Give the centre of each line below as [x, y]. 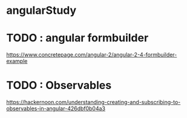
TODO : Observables [59, 85]
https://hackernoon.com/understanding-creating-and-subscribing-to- [93, 102]
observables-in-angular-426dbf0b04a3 [56, 108]
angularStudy [41, 11]
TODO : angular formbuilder [77, 38]
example [17, 61]
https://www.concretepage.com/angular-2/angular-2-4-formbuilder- [92, 55]
